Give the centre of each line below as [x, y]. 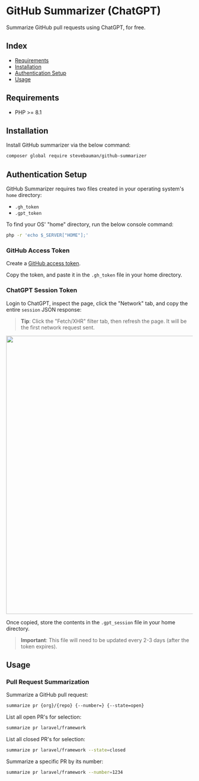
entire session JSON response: [44, 309]
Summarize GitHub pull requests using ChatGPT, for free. [76, 27]
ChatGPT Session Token [42, 290]
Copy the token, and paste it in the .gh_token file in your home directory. [94, 275]
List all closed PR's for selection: [46, 739]
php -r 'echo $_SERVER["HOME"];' [47, 236]
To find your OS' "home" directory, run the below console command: [90, 224]
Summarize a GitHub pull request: [47, 695]
